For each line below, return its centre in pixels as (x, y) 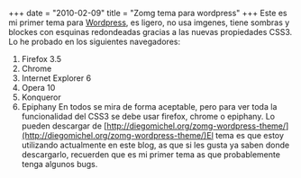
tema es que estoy (250, 135)
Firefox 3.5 (41, 59)
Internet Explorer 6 (56, 78)
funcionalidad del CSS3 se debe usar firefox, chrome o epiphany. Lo (148, 116)
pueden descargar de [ (64, 126)
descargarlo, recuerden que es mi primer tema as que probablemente (151, 155)
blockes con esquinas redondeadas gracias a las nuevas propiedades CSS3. (150, 32)
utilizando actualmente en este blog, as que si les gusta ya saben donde (155, 145)
